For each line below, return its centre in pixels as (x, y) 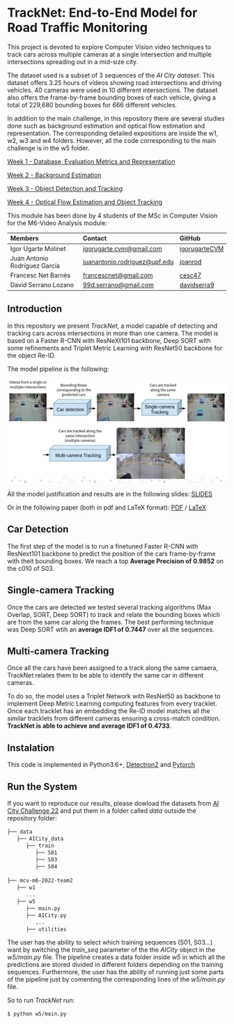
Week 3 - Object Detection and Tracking (65, 188)
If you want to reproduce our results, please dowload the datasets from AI (113, 804)
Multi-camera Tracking (58, 651)
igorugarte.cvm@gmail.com (122, 248)
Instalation (31, 748)
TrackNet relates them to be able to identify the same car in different (106, 675)
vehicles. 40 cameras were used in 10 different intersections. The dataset (112, 90)
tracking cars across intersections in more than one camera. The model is (113, 333)
